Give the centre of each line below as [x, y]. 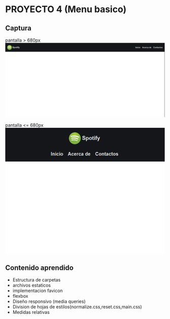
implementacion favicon [38, 291]
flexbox [20, 296]
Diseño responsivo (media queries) [49, 302]
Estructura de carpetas [36, 280]
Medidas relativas [31, 312]
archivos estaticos [32, 286]
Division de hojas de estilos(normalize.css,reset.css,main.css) [77, 307]
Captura [18, 28]
